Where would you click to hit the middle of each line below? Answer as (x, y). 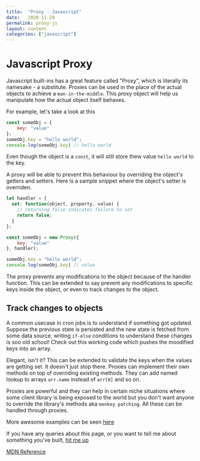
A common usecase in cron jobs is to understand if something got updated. (99, 322)
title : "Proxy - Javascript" (44, 12)
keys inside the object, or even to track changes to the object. (83, 289)
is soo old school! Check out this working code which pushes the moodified (100, 342)
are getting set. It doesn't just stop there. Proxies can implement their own (98, 366)
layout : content (26, 29)
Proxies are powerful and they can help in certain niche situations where (95, 391)
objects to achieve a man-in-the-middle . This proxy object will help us (92, 93)
